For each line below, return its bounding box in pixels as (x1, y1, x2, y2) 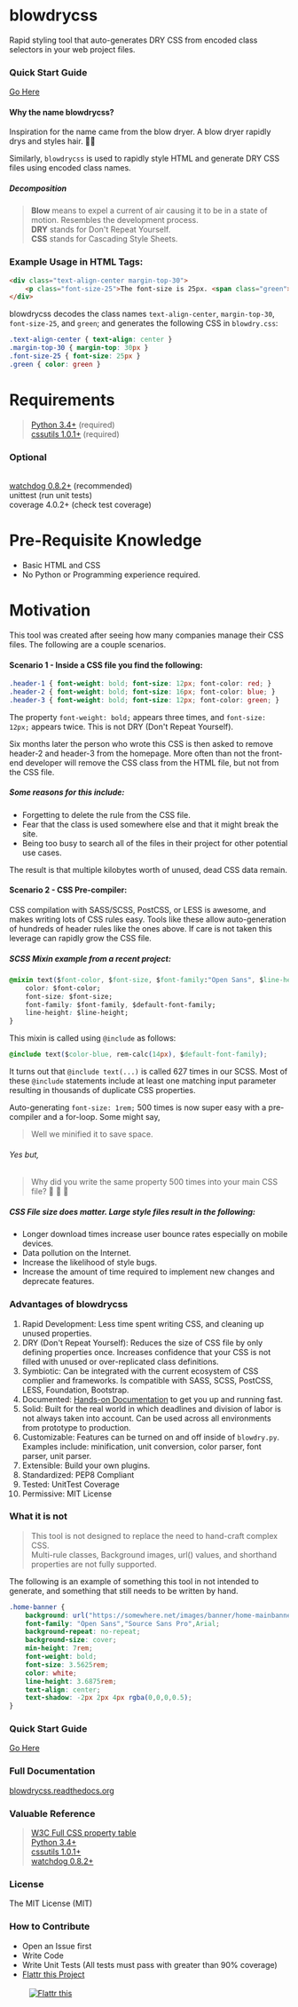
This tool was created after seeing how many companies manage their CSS (9, 630, 284, 640)
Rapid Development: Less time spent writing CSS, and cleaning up (21, 1318, 264, 1329)
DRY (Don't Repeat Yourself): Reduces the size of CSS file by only (21, 1337, 263, 1348)
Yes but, (9, 1149, 40, 1160)
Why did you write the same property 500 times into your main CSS (30, 1177, 278, 1187)
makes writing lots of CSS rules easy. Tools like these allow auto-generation (9, 914, 286, 924)
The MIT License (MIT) (9, 1898, 93, 1909)
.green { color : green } (9, 360, 101, 369)
